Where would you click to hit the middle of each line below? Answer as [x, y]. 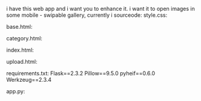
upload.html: [22, 62]
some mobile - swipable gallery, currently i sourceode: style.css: [87, 15]
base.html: [19, 27]
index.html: [20, 50]
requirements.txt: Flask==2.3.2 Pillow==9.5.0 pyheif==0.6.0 [81, 73]
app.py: [16, 91]
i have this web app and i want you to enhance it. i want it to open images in [101, 9]
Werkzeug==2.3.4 [29, 80]
